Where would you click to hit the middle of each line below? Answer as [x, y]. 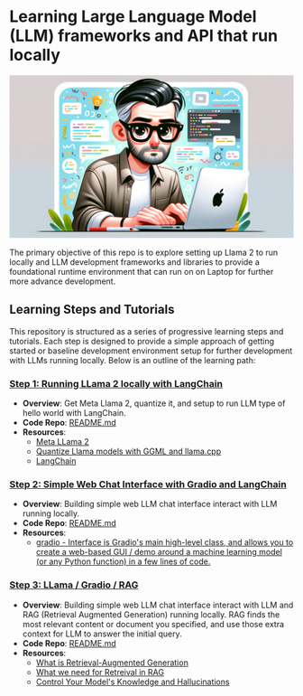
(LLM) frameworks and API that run [143, 36]
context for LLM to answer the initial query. [102, 634]
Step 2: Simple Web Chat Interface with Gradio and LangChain [148, 484]
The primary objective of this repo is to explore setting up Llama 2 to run [144, 252]
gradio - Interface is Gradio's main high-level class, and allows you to [165, 542]
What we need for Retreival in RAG [100, 672]
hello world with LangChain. [74, 412]
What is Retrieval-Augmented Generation [112, 663]
